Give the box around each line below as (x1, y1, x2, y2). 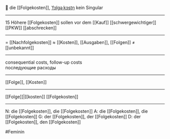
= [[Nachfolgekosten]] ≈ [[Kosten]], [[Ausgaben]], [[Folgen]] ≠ (5, 39, 136, 45)
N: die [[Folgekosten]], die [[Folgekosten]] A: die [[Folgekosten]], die (5, 108, 148, 114)
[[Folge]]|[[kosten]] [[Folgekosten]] (5, 94, 78, 100)
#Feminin (5, 129, 25, 134)
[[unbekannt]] (5, 45, 34, 51)
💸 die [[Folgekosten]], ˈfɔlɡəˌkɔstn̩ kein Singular (5, 5, 103, 11)
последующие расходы (5, 65, 56, 70)
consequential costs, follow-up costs (5, 59, 82, 65)
